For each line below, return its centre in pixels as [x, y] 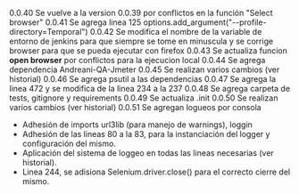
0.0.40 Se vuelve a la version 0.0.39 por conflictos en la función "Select [141, 13]
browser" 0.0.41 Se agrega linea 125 [75, 22]
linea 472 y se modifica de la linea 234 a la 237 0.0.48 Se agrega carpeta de [150, 89]
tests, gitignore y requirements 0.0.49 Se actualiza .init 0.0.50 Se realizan [144, 98]
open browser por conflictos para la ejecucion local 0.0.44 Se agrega [137, 60]
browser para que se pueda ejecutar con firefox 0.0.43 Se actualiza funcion [148, 51]
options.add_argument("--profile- [205, 22]
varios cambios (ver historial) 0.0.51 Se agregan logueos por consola [135, 107]
